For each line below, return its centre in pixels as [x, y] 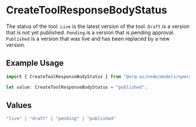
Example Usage [35, 63]
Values [19, 105]
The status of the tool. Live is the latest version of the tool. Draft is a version [98, 26]
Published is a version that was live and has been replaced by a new [88, 38]
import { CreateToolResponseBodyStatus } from [64, 76]
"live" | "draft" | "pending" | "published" [61, 119]
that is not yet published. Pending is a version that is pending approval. [90, 32]
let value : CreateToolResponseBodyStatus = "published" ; [77, 87]
